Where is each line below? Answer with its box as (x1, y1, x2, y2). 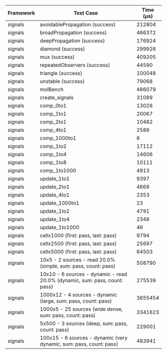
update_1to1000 (39, 224, 80, 231)
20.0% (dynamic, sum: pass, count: (39, 277, 123, 284)
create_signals (39, 94, 74, 101)
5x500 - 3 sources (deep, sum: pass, (39, 320, 128, 327)
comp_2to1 (39, 118, 67, 125)
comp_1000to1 (39, 135, 77, 141)
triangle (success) (39, 70, 83, 76)
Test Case (74, 9, 98, 16)
